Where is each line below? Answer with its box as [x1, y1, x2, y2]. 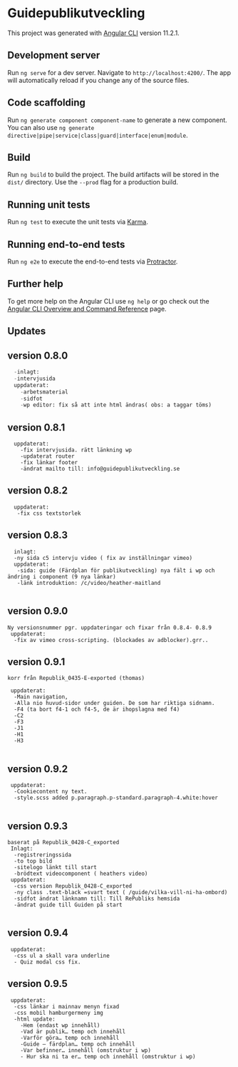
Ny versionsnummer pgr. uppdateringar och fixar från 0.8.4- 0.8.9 [7, 623, 212, 631]
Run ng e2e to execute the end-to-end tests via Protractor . [7, 257, 178, 266]
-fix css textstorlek [16, 509, 81, 517]
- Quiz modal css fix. [14, 958, 81, 966]
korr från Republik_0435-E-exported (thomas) [7, 675, 145, 682]
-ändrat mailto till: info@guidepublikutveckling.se [20, 466, 180, 473]
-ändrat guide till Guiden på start [14, 901, 123, 908]
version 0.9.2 [7, 763, 68, 775]
